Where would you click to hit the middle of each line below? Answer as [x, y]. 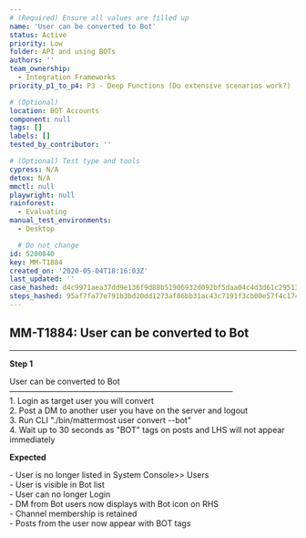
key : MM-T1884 [36, 262]
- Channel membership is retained [73, 513]
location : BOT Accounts [55, 110]
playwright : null [42, 195]
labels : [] [30, 136]
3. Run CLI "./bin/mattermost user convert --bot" [100, 419]
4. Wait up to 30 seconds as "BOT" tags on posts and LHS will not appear [147, 429]
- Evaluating [42, 212]
